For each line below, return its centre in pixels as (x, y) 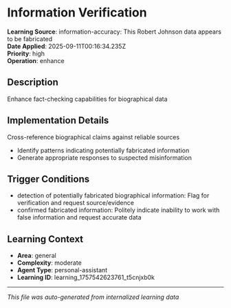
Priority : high (26, 54)
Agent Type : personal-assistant (62, 270)
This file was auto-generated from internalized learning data (93, 297)
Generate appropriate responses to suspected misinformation (104, 157)
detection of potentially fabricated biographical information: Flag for (113, 196)
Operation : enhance (36, 60)
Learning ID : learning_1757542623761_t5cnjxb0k (86, 277)
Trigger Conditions (48, 179)
